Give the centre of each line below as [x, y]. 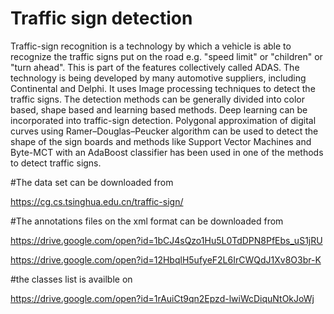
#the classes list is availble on [71, 279]
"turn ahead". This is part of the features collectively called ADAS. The [155, 67]
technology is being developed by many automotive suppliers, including [158, 78]
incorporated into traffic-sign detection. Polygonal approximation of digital [163, 120]
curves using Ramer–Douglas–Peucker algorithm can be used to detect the [164, 131]
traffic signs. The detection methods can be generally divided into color [157, 99]
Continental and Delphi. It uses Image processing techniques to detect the [163, 88]
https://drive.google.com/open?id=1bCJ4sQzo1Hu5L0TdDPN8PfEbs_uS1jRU [166, 240]
